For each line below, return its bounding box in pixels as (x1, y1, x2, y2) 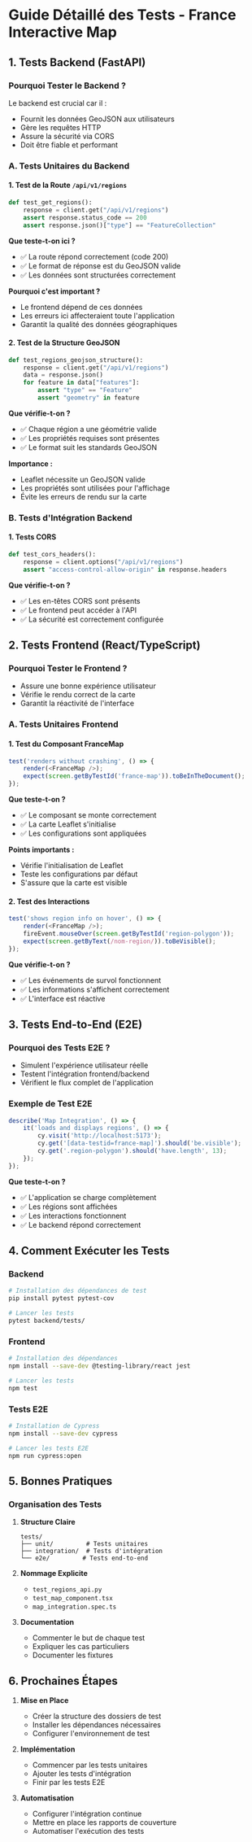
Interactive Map (8, 23, 118, 41)
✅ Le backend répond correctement (20, 1220, 141, 1229)
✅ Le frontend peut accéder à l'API (20, 605, 137, 615)
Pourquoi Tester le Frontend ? (8, 663, 128, 674)
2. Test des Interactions (8, 897, 90, 906)
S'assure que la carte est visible (20, 878, 128, 888)
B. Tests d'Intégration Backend (8, 512, 133, 523)
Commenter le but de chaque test (32, 1633, 146, 1643)
